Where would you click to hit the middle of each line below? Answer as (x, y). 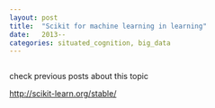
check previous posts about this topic (79, 76)
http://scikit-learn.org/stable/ (63, 94)
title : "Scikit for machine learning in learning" (108, 26)
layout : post (34, 18)
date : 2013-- (38, 34)
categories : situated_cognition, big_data (90, 43)
